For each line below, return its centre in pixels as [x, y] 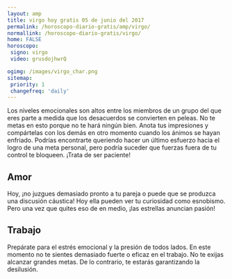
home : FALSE [24, 40]
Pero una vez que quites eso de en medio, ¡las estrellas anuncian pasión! [111, 209]
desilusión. [23, 269]
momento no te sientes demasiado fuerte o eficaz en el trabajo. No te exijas [116, 254]
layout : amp [24, 14]
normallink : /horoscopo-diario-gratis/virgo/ [74, 33]
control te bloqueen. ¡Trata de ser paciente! [69, 155]
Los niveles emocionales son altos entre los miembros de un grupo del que [115, 111]
